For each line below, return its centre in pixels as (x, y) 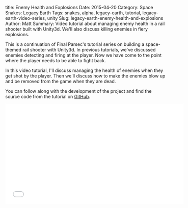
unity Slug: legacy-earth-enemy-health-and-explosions (105, 18)
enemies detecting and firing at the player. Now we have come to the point (84, 55)
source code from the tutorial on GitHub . (48, 97)
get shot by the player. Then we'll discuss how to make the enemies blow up (85, 76)
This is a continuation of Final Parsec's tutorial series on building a (75, 44)
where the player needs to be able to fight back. (56, 60)
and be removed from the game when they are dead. (61, 81)
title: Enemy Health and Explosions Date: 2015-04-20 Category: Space (79, 7)
